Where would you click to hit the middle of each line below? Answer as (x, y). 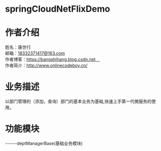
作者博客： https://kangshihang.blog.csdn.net (50, 59)
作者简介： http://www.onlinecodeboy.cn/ (46, 66)
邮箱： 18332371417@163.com (35, 53)
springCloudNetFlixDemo (58, 9)
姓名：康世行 (18, 47)
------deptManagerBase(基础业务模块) (44, 143)
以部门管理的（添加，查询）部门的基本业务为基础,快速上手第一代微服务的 (79, 101)
